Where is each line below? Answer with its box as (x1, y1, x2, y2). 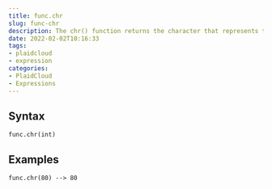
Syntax (8, 109, 45, 123)
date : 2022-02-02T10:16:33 (8, 34, 100, 43)
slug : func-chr (8, 19, 60, 27)
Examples (8, 153, 59, 166)
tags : (8, 42, 27, 50)
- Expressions (8, 79, 57, 87)
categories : (8, 65, 49, 73)
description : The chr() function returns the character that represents (8, 27, 259, 35)
